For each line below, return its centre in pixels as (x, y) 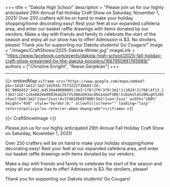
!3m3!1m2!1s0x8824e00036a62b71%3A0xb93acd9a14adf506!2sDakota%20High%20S (85, 95)
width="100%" (143, 99)
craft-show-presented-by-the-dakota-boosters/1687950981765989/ (77, 61)
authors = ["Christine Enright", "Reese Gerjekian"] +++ (62, 66)
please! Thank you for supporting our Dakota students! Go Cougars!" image (84, 45)
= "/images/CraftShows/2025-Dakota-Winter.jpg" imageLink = (70, 50)
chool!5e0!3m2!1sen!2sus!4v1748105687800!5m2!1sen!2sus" (67, 99)
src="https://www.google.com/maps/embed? (101, 81)
